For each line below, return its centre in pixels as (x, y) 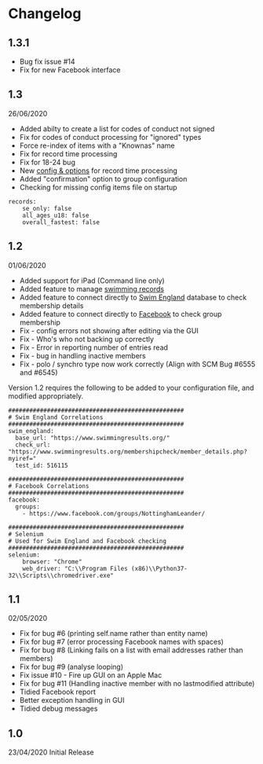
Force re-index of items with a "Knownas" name (97, 145)
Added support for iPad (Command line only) (92, 281)
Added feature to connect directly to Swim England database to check (133, 297)
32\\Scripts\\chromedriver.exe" (61, 575)
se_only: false (47, 208)
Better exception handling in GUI (72, 700)
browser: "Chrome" (52, 562)
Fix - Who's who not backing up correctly (87, 339)
